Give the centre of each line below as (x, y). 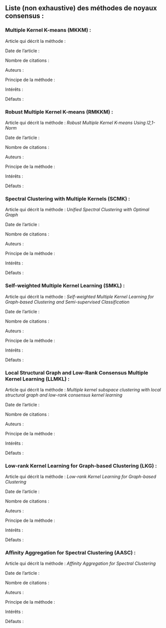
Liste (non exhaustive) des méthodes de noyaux (81, 8)
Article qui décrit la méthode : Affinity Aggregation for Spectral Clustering (81, 564)
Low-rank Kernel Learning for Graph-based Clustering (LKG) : (81, 466)
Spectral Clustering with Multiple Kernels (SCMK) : (68, 199)
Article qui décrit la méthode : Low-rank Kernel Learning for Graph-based (81, 477)
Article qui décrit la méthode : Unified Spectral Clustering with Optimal (77, 210)
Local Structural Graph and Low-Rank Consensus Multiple (77, 373)
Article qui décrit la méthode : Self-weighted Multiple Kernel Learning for (80, 296)
